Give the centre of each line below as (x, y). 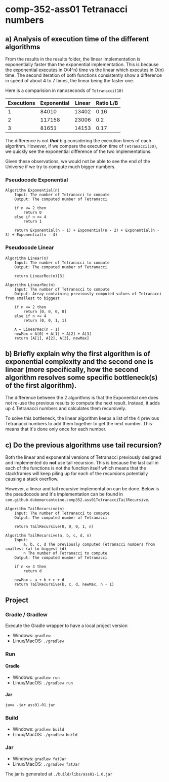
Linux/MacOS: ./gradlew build (45, 734)
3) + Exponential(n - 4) (31, 235)
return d (33, 571)
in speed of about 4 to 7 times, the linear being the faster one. (70, 81)
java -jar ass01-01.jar (30, 705)
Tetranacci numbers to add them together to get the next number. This (79, 424)
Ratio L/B (107, 103)
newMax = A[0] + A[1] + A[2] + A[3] (53, 334)
